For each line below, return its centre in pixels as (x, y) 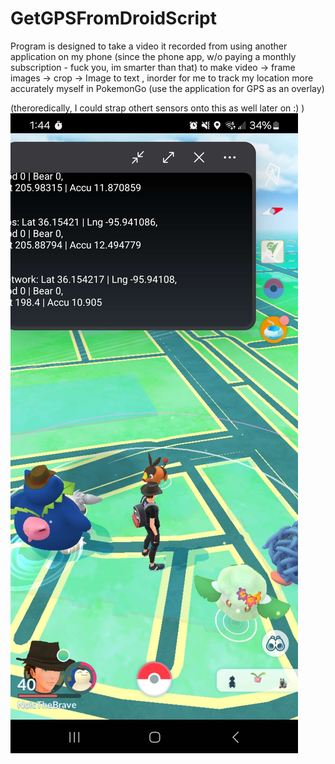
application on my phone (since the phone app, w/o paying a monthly (153, 56)
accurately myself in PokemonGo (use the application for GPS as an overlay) (167, 88)
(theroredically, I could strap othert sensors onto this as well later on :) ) (157, 108)
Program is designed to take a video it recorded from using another (149, 46)
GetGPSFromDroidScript (113, 18)
